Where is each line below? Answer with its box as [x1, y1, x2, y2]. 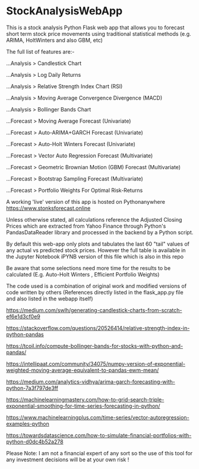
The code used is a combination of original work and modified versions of [6, 282, 187, 290]
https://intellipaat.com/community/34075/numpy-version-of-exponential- [6, 360, 186, 367]
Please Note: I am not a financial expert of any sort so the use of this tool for [6, 449, 193, 456]
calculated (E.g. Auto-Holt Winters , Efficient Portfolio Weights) [6, 271, 160, 278]
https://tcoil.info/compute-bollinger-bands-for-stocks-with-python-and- [6, 342, 183, 349]
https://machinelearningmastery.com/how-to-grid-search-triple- [6, 396, 165, 403]
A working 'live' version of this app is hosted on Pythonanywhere [6, 198, 165, 205]
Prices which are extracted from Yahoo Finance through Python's [6, 222, 166, 229]
